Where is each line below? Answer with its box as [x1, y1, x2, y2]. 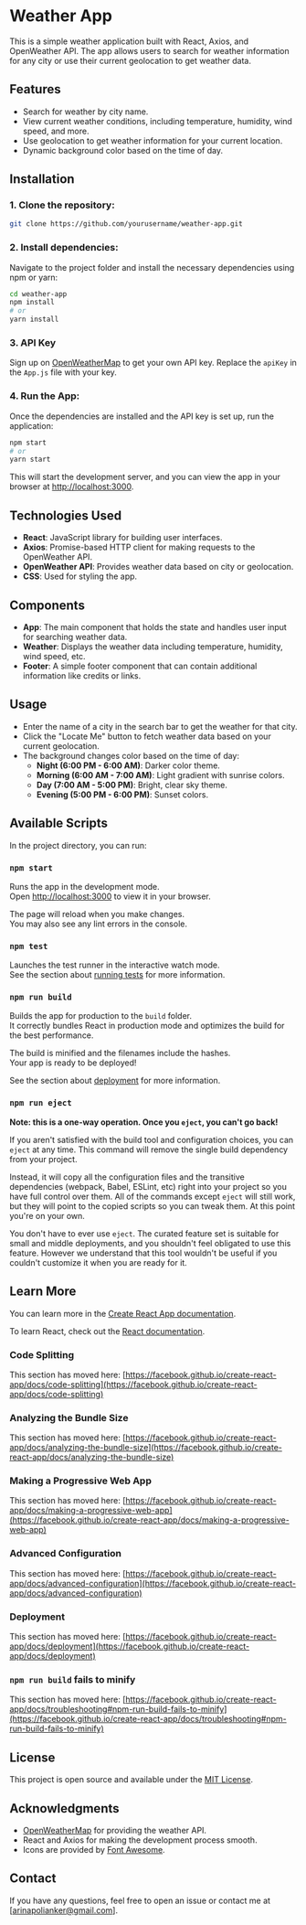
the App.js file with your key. [9, 367, 117, 378]
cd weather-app [9, 289, 68, 298]
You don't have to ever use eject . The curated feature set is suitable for [9, 1227, 280, 1239]
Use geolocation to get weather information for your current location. [22, 134, 283, 146]
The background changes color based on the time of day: [22, 750, 240, 761]
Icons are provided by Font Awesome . [22, 1844, 166, 1855]
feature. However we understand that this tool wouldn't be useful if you [9, 1247, 278, 1258]
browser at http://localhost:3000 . [9, 481, 134, 492]
